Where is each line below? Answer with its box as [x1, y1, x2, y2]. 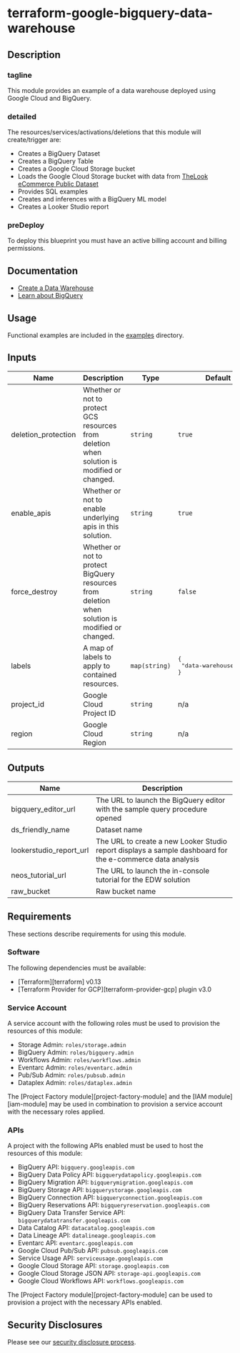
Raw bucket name [95, 886, 156, 896]
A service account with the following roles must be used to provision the [7, 1019, 220, 1028]
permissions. [7, 244, 46, 253]
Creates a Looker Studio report [17, 202, 109, 211]
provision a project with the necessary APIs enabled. [7, 1298, 163, 1307]
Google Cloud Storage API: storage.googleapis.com [17, 1262, 169, 1270]
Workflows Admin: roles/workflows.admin [17, 1056, 141, 1064]
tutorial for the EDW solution [95, 874, 191, 884]
